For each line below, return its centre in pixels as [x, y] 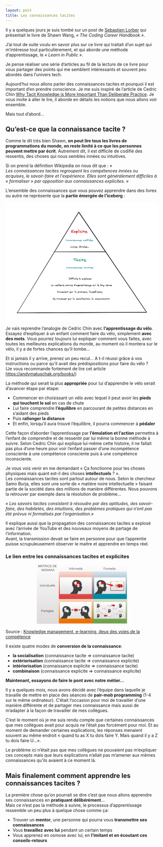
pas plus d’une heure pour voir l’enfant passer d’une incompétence [73, 448]
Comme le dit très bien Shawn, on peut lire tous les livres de [66, 141]
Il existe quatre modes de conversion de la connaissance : [64, 646]
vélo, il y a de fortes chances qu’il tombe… [48, 349]
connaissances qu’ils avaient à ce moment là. [51, 761]
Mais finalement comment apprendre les [68, 775]
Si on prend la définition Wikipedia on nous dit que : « [59, 166]
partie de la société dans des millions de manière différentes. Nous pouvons [81, 489]
